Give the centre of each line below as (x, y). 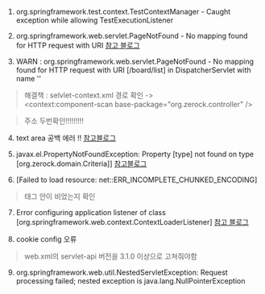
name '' (29, 79)
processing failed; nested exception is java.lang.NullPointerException (130, 281)
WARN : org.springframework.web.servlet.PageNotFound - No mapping (135, 61)
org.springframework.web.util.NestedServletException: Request (122, 272)
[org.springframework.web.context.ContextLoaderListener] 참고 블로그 (132, 222)
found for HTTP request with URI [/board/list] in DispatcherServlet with (133, 70)
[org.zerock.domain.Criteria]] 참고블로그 (81, 164)
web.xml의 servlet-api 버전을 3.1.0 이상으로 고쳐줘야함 (110, 256)
